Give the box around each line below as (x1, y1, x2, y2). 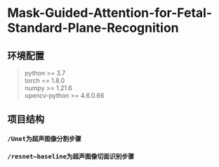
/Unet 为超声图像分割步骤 (7, 134, 82, 142)
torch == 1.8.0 (24, 76, 65, 85)
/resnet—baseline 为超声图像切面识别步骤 (7, 151, 135, 160)
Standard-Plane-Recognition (7, 20, 179, 36)
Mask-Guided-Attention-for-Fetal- (7, 5, 213, 21)
